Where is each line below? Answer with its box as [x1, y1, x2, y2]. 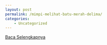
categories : [5, 16, 30, 21]
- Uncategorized [14, 21, 48, 26]
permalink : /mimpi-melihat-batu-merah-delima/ [5, 12, 103, 17]
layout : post [5, 7, 32, 12]
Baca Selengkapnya [5, 34, 46, 40]
